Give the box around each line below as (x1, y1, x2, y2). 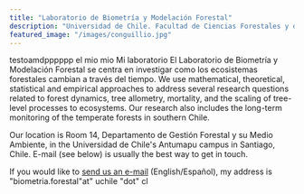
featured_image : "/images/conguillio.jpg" (9, 30, 172, 39)
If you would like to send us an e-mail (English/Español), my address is (9, 166, 273, 177)
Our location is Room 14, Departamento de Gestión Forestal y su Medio (9, 130, 273, 141)
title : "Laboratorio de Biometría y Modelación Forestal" (9, 13, 233, 23)
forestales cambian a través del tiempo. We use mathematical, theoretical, (9, 74, 285, 85)
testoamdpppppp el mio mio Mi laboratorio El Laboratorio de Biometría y (9, 55, 279, 66)
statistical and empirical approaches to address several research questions (9, 83, 290, 95)
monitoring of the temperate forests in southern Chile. (9, 112, 210, 123)
